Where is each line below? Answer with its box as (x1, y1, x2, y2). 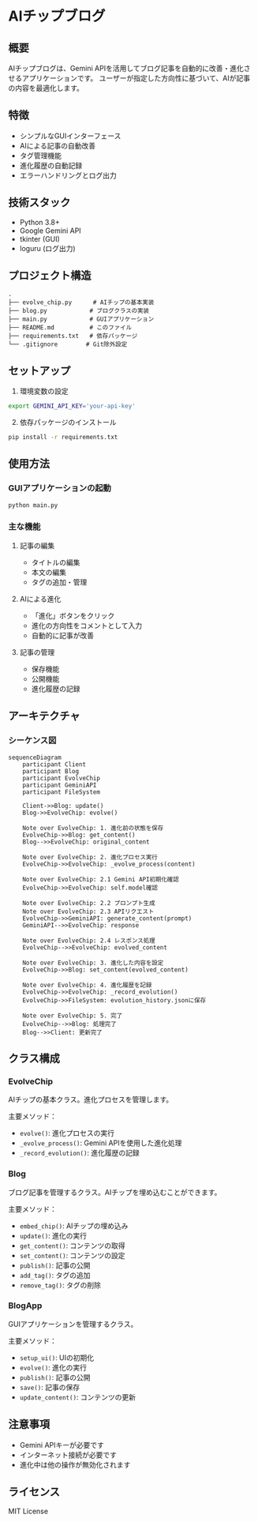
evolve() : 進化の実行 (19, 1362, 88, 1372)
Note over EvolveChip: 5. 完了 (22, 1012, 123, 1020)
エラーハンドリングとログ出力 (19, 171, 117, 180)
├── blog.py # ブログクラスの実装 (8, 307, 150, 315)
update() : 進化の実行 (19, 1231, 88, 1240)
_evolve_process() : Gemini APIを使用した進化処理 (19, 1138, 182, 1148)
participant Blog (22, 767, 80, 775)
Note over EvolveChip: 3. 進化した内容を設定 (22, 959, 164, 967)
